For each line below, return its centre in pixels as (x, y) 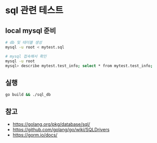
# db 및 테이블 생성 (24, 42)
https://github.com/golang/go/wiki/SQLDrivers (61, 129)
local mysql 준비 (31, 31)
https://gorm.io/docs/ (35, 135)
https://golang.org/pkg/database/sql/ (51, 124)
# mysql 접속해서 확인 (26, 56)
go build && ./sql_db (28, 95)
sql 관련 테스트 (34, 10)
